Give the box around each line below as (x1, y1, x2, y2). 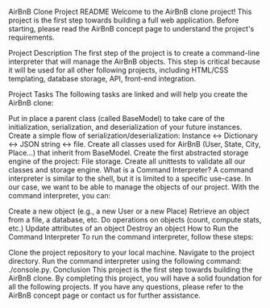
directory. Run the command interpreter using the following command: (8, 256, 242, 265)
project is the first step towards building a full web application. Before (8, 15, 239, 25)
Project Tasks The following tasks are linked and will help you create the (8, 89, 248, 99)
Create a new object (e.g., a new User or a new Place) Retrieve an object (8, 206, 250, 216)
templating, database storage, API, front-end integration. (8, 74, 197, 83)
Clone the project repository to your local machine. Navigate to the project (8, 248, 255, 257)
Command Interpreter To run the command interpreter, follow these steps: (8, 232, 254, 241)
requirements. (8, 32, 55, 42)
